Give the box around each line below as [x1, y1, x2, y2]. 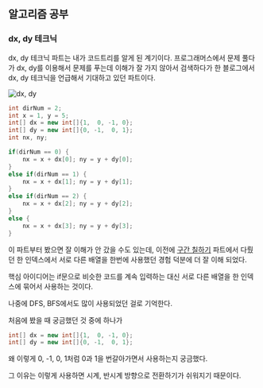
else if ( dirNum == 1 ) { [8, 170, 87, 178]
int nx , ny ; [8, 134, 48, 142]
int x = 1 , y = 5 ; [8, 111, 69, 119]
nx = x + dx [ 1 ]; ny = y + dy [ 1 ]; [22, 177, 133, 185]
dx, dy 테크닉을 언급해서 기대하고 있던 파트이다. [8, 72, 157, 82]
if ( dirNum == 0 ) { [8, 148, 69, 157]
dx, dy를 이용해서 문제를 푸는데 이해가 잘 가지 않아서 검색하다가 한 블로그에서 [16, 63, 256, 72]
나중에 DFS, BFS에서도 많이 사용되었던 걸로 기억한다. [8, 298, 173, 308]
